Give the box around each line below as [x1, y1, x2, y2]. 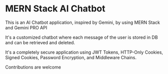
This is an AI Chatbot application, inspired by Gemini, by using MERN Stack [5, 19, 160, 25]
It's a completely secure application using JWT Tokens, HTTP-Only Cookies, [5, 49, 163, 55]
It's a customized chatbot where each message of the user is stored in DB [5, 34, 158, 40]
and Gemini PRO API [5, 24, 48, 30]
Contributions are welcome [5, 64, 61, 70]
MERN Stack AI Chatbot [5, 3, 105, 14]
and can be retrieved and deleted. [5, 39, 75, 45]
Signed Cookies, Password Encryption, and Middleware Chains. [5, 54, 137, 60]
